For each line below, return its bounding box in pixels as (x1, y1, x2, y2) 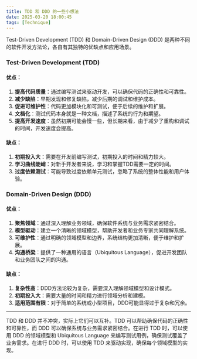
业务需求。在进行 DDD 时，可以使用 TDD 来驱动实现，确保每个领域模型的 (6, 339, 183, 346)
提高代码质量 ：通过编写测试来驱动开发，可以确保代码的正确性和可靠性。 (14, 88, 189, 95)
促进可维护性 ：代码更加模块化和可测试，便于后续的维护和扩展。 (14, 102, 169, 110)
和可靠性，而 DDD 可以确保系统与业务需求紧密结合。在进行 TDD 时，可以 (6, 324, 183, 331)
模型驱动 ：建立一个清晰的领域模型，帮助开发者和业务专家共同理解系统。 (14, 227, 189, 234)
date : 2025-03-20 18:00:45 (6, 14, 72, 20)
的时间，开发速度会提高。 (14, 124, 77, 132)
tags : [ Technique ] (6, 19, 51, 25)
